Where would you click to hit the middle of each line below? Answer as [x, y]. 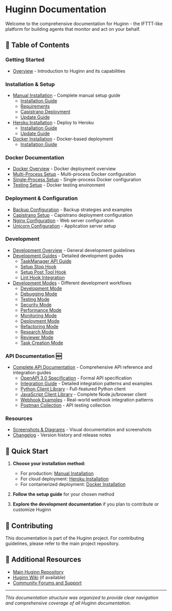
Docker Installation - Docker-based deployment [63, 139]
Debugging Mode [39, 293]
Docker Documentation [35, 157]
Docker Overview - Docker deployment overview [64, 169]
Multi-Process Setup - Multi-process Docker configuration [74, 174]
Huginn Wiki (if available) [39, 577]
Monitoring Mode [39, 315]
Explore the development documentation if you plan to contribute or [86, 504]
